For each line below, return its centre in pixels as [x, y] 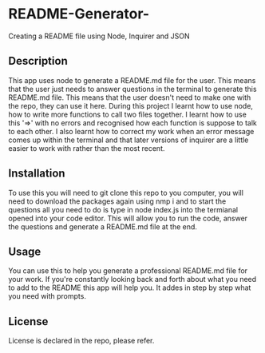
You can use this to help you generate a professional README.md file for [128, 271]
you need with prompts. [47, 296]
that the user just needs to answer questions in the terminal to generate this [132, 89]
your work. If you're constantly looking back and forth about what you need [132, 280]
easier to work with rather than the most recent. [87, 148]
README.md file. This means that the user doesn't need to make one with [130, 97]
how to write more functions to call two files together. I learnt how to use [128, 114]
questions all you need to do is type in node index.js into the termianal [123, 209]
